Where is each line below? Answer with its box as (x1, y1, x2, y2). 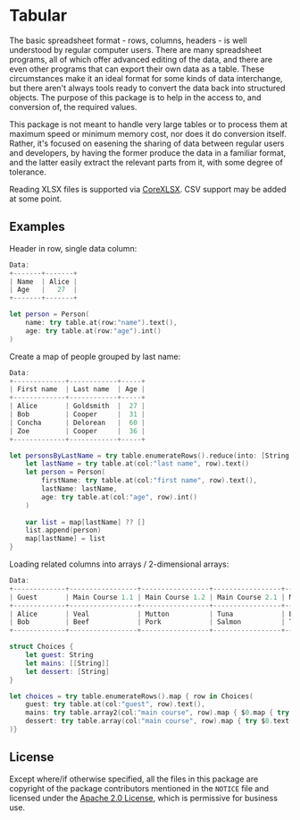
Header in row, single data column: (9, 243, 137, 253)
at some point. (9, 193, 62, 204)
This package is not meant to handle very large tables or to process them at (9, 118, 288, 130)
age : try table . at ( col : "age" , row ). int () (41, 492, 198, 501)
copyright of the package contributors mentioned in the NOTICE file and (9, 782, 270, 793)
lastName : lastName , (41, 484, 118, 493)
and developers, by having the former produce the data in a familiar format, (9, 147, 287, 158)
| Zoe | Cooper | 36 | (9, 426, 146, 435)
